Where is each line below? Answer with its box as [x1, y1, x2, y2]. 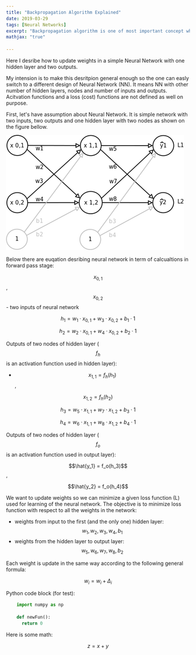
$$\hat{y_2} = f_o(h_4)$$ [68, 483, 128, 490]
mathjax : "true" [6, 34, 45, 40]
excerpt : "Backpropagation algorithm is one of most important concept [6, 28, 184, 34]
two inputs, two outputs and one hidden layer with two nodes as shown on [6, 117, 185, 124]
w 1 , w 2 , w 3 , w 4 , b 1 [82, 527, 123, 536]
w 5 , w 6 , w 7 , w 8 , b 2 [81, 547, 124, 555]
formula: [6, 565, 26, 573]
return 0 [21, 620, 43, 626]
